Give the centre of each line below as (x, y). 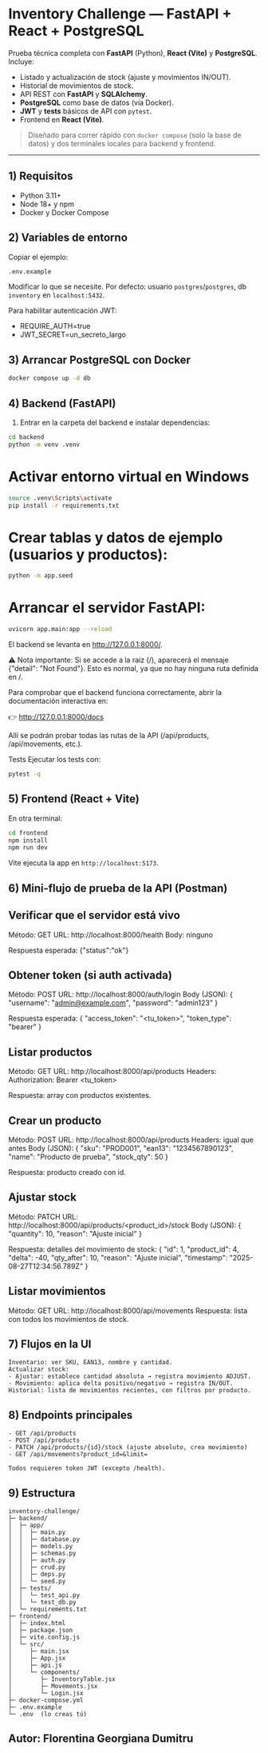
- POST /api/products (44, 1440)
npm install (28, 841)
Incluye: (21, 62)
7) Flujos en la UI (50, 1344)
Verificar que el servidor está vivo (95, 915)
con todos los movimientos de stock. (69, 1319)
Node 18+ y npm (47, 204)
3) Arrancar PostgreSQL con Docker (100, 359)
